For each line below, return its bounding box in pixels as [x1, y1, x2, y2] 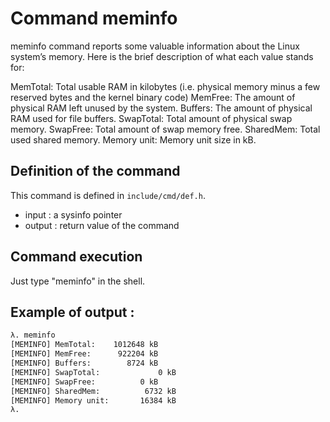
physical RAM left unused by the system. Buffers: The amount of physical [10, 102, 313, 114]
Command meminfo [10, 7, 178, 30]
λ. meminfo [10, 330, 56, 341]
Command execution [10, 248, 143, 266]
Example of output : [10, 303, 135, 321]
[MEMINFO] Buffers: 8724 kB [10, 358, 159, 368]
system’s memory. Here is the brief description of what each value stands [10, 50, 314, 62]
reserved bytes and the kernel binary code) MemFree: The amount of [10, 91, 296, 103]
